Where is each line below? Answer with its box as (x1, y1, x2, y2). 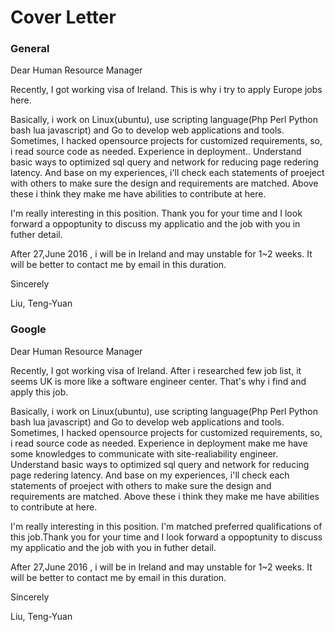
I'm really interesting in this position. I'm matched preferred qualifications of (10, 520, 323, 532)
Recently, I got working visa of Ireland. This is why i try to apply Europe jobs (10, 84, 323, 96)
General (10, 42, 50, 56)
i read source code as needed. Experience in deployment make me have (10, 437, 308, 449)
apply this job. (10, 386, 69, 398)
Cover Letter (10, 6, 117, 29)
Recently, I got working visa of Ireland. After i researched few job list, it (10, 364, 302, 376)
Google (10, 322, 47, 336)
